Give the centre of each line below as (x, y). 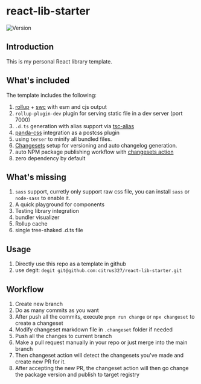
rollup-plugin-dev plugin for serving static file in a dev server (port (99, 113)
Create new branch (39, 304)
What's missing (36, 177)
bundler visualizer (37, 217)
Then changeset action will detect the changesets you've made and (99, 355)
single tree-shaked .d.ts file (49, 230)
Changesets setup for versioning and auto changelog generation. (96, 145)
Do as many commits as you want (57, 310)
